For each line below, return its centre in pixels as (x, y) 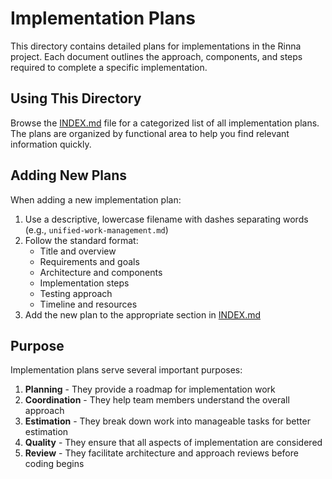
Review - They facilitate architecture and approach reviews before (161, 453)
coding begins (54, 464)
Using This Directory (76, 98)
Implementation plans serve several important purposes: (126, 370)
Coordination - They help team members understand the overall (157, 400)
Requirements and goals (89, 261)
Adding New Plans (69, 175)
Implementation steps (84, 283)
